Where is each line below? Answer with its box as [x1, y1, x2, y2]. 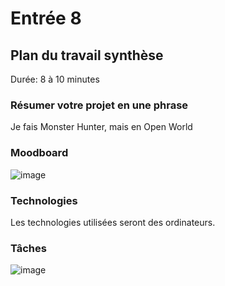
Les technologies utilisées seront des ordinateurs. [10, 216, 216, 228]
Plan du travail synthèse [10, 47, 164, 64]
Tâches [10, 241, 47, 255]
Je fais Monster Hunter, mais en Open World [10, 121, 193, 133]
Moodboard [10, 146, 69, 160]
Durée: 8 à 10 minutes [10, 73, 100, 85]
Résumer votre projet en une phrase [10, 98, 189, 112]
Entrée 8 [10, 7, 82, 30]
